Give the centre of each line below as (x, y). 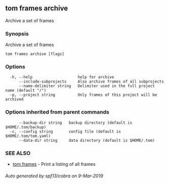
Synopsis (17, 33)
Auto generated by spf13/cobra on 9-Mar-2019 (54, 176)
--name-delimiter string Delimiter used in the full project (87, 86)
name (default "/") (26, 91)
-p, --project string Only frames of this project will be (83, 95)
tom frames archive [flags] (35, 54)
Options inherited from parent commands (57, 112)
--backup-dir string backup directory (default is (75, 123)
